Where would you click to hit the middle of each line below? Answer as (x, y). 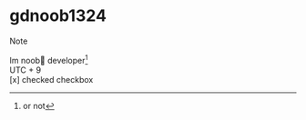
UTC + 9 (25, 70)
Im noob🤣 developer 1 (49, 59)
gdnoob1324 (58, 16)
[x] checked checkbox (51, 79)
